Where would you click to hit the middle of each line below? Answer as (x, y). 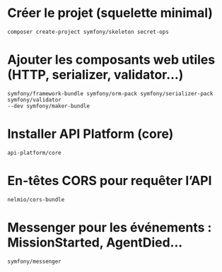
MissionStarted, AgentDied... (95, 242)
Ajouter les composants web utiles (111, 60)
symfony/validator (34, 100)
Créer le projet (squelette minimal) (110, 13)
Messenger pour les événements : (110, 227)
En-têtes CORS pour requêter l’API (110, 181)
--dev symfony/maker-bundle (49, 106)
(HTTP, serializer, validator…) (95, 75)
